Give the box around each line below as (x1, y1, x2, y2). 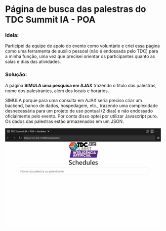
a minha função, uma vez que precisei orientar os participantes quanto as (5, 54, 155, 59)
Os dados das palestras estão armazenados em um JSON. (5, 118, 124, 124)
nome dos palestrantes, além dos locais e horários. (5, 88, 109, 94)
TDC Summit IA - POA (5, 14, 96, 25)
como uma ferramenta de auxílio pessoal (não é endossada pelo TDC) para (5, 48, 158, 54)
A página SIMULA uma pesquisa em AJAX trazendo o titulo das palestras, (5, 82, 157, 88)
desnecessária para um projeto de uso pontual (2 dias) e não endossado (5, 108, 153, 114)
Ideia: (5, 32, 19, 39)
